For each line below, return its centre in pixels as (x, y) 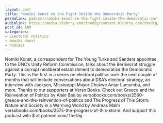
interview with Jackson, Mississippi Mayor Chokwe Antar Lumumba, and (78, 84)
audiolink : (16, 23)
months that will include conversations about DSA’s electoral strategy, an (78, 80)
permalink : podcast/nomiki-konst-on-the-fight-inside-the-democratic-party (83, 18)
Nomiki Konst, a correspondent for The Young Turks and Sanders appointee (81, 59)
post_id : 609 (18, 27)
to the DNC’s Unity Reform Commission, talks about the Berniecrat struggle (80, 64)
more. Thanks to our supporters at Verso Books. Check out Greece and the (80, 90)
